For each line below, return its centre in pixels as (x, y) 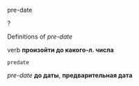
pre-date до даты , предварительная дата (70, 75)
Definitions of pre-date (40, 36)
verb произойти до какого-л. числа (61, 50)
